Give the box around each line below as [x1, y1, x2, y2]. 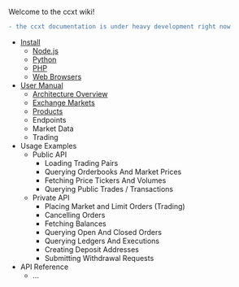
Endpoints [32, 115, 67, 124]
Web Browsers [32, 72, 82, 81]
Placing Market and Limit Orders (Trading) [44, 201, 185, 211]
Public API [32, 150, 67, 159]
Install [20, 37, 41, 47]
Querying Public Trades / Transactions [44, 184, 173, 194]
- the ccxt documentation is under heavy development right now [8, 23, 231, 31]
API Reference [20, 262, 69, 272]
